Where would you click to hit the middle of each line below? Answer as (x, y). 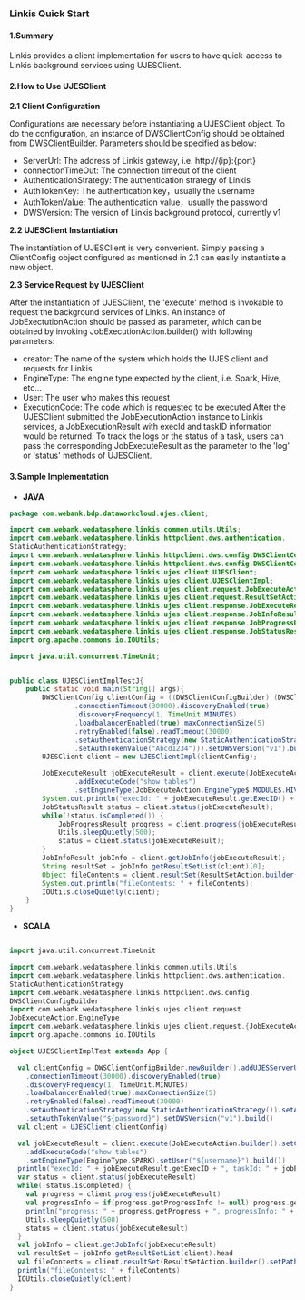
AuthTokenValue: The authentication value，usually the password (145, 202)
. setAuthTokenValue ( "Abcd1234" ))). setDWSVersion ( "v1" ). (182, 748)
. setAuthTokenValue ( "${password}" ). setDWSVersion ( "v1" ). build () (150, 1119)
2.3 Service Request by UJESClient (77, 285)
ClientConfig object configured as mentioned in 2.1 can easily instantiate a (148, 258)
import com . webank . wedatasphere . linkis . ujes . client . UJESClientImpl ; (142, 581)
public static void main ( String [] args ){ (105, 689)
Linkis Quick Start (49, 14)
